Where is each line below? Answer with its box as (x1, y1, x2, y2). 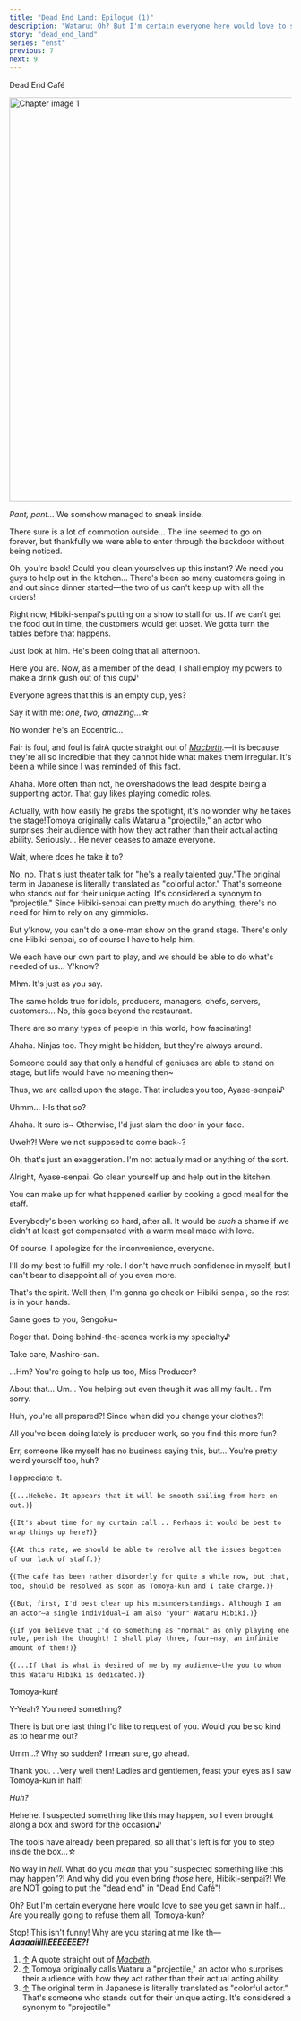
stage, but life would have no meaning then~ (9, 1067, 175, 1078)
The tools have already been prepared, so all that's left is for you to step (9, 1837, 275, 1847)
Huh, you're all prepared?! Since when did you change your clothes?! (9, 1411, 264, 1421)
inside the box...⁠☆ (9, 1847, 77, 1857)
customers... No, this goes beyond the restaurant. (9, 1005, 193, 1016)
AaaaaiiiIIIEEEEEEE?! (9, 1937, 90, 1947)
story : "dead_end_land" (9, 30, 99, 39)
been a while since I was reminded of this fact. (9, 761, 181, 772)
